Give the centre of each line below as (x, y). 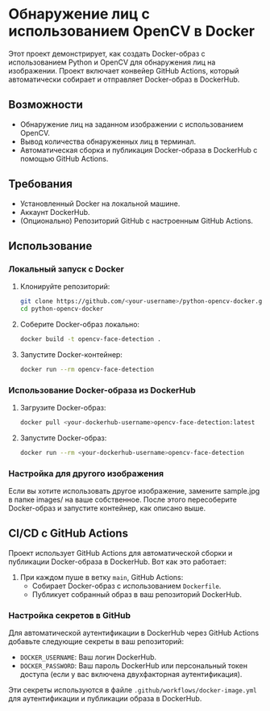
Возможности (46, 105)
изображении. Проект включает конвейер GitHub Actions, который (124, 70)
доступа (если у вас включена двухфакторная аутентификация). (131, 675)
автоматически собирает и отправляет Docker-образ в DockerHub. (124, 79)
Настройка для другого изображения (86, 473)
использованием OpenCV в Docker (132, 31)
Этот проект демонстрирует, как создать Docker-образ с (107, 53)
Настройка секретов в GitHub (70, 615)
